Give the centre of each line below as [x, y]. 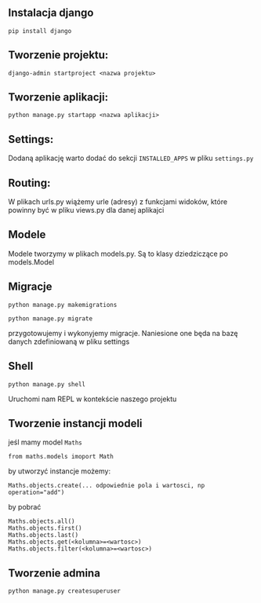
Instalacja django [51, 13]
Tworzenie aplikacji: [58, 97]
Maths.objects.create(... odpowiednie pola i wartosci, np [107, 486]
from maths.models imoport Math [61, 457]
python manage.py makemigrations [63, 305]
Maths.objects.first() [45, 528]
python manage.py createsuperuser [65, 591]
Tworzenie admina [54, 573]
